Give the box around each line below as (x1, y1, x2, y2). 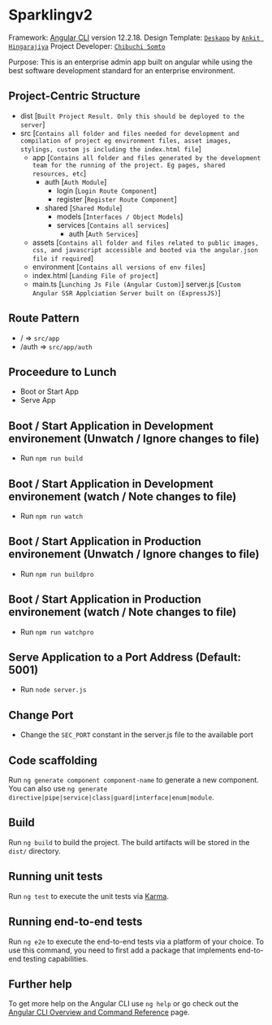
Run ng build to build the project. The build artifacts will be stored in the (8, 837, 250, 847)
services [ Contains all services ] (56, 220, 169, 229)
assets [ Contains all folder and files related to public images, (32, 238, 260, 247)
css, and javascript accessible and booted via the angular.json (32, 246, 258, 254)
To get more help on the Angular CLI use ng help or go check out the (8, 999, 239, 1009)
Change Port (8, 708, 74, 722)
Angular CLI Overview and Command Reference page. (8, 1007, 190, 1018)
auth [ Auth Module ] (44, 177, 107, 186)
